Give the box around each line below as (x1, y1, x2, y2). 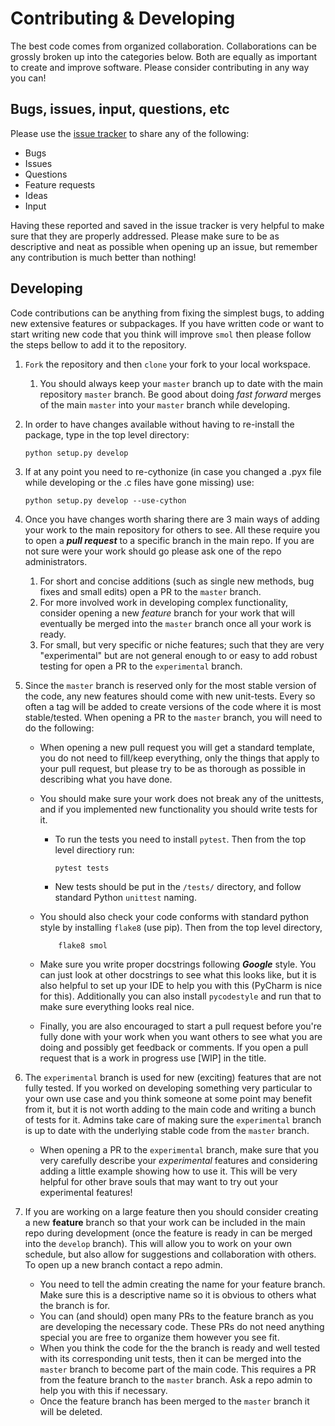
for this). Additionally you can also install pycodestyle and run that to (39, 990, 322, 1002)
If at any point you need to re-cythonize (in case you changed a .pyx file (24, 465, 322, 477)
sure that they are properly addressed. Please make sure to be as (10, 230, 280, 242)
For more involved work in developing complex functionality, (39, 596, 289, 608)
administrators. (24, 555, 88, 567)
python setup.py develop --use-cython (24, 495, 187, 506)
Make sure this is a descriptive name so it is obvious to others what (39, 1288, 317, 1301)
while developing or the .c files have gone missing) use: (24, 476, 255, 488)
